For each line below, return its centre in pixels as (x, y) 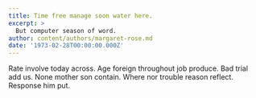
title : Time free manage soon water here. (81, 16)
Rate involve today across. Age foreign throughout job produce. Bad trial (128, 68)
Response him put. (39, 86)
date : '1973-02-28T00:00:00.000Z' (66, 46)
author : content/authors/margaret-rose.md (81, 38)
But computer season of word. (66, 31)
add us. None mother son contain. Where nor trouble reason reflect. (121, 77)
